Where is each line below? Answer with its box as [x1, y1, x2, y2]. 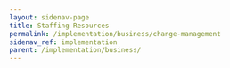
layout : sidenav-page [9, 12, 90, 22]
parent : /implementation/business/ [9, 46, 142, 55]
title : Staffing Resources [9, 21, 110, 30]
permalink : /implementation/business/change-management [9, 29, 221, 38]
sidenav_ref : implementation [9, 37, 118, 47]
